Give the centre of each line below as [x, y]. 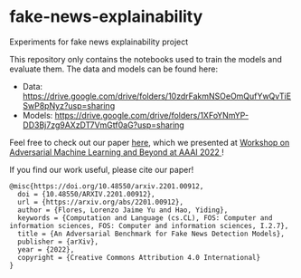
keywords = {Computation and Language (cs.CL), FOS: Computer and [145, 218]
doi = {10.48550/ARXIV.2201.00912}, [86, 194]
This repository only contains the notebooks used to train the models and [146, 59]
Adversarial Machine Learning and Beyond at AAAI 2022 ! [117, 152]
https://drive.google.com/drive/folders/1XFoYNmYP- [152, 115]
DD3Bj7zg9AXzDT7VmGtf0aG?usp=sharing [103, 125]
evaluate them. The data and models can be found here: [114, 69]
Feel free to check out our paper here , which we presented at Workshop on [150, 142]
